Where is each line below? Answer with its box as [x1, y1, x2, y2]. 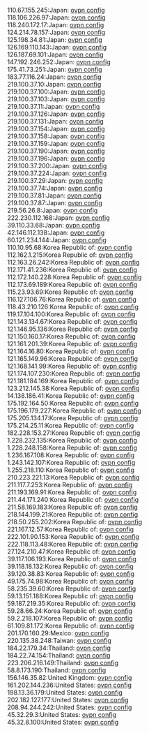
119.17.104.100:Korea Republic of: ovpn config [7, 310, 136, 318]
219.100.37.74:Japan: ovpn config [7, 184, 103, 192]
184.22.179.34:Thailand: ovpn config [7, 644, 111, 652]
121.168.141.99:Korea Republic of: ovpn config [7, 362, 137, 370]
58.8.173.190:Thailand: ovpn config [7, 666, 107, 674]
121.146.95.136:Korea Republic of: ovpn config [7, 325, 138, 333]
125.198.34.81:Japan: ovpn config [7, 36, 102, 44]
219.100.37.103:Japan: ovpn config [7, 95, 106, 103]
